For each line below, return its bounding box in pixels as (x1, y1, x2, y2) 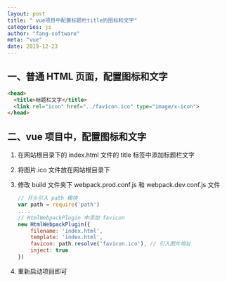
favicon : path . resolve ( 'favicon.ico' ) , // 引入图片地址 (30, 241, 191, 248)
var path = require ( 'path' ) (17, 201, 100, 208)
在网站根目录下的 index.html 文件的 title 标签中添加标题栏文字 (17, 150, 195, 159)
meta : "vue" (7, 37, 42, 44)
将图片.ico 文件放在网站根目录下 (17, 166, 110, 174)
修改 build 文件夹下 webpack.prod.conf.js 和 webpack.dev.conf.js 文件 (17, 181, 221, 189)
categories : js (7, 23, 52, 30)
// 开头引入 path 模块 (17, 195, 78, 202)
